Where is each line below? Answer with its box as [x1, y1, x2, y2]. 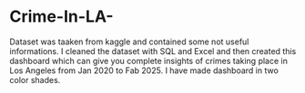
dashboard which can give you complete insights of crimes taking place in [9, 55, 289, 66]
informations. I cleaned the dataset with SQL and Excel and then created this [9, 45, 297, 56]
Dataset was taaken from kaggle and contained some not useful [9, 36, 249, 47]
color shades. [9, 74, 61, 85]
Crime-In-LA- [9, 6, 114, 27]
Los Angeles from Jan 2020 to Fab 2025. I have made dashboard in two [9, 65, 280, 76]
